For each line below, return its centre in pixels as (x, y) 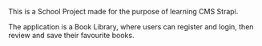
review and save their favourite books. (71, 35)
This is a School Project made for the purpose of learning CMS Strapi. (123, 11)
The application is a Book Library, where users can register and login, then (131, 27)
